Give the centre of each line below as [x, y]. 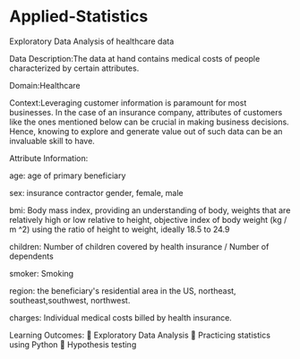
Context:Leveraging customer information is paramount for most [128, 103]
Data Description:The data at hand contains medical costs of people [135, 58]
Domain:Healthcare [45, 85]
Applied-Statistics [79, 17]
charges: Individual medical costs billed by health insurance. [121, 317]
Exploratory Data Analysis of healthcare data [92, 41]
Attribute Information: [49, 158]
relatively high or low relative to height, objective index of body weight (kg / [148, 219]
